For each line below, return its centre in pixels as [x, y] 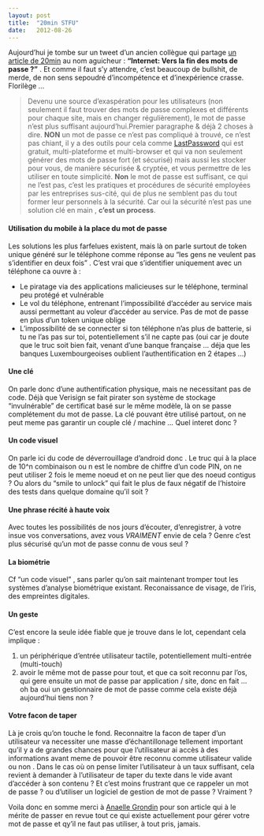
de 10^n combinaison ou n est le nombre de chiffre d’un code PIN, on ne [125, 466]
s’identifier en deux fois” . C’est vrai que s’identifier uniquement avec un [125, 263]
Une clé [21, 371]
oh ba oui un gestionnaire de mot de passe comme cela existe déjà [128, 689]
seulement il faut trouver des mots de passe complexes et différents [138, 110]
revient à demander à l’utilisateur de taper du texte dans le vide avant [120, 774]
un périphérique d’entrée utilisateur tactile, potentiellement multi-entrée [136, 655]
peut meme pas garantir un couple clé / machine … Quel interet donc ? [123, 422]
